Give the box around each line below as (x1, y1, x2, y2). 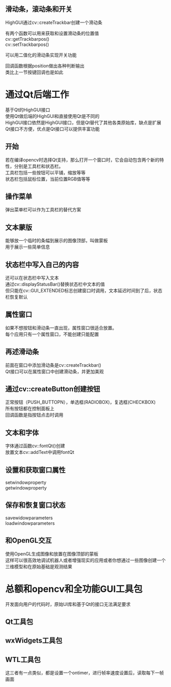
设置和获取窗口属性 (5, 466, 66, 474)
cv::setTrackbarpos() (5, 41, 49, 47)
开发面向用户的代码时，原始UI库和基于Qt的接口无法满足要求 (5, 601, 131, 607)
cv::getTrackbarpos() (5, 36, 50, 42)
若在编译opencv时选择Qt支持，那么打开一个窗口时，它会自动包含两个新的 (5, 157, 160, 163)
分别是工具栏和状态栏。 (14, 163, 64, 169)
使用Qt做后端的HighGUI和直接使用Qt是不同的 (5, 113, 100, 119)
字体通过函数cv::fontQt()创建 (5, 443, 65, 449)
